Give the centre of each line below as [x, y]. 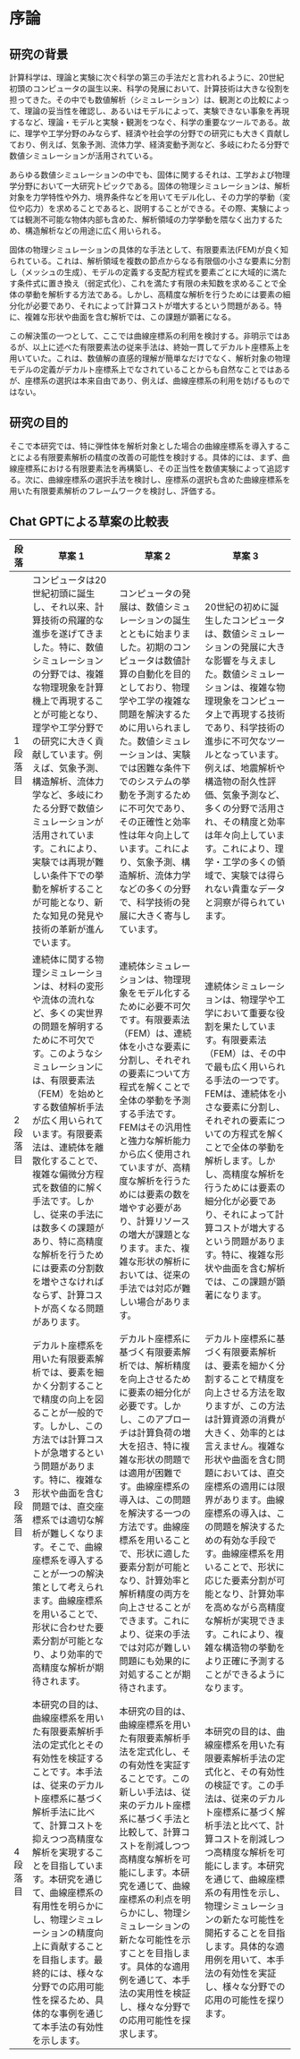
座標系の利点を [150, 1899]
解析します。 [231, 1160]
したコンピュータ [250, 620]
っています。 [257, 755]
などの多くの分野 [155, 889]
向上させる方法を [241, 1392]
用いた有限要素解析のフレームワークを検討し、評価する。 [115, 491]
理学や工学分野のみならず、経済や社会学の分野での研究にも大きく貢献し [157, 133]
